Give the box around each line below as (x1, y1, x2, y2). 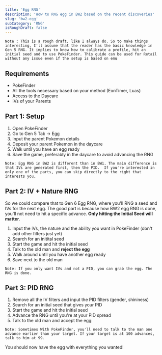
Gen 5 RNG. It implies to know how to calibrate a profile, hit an (5, 48, 146, 53)
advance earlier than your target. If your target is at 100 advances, (5, 331, 155, 336)
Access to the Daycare (12, 93, 58, 99)
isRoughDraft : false (5, 26, 48, 30)
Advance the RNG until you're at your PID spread (12, 312, 111, 318)
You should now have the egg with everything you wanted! (5, 344, 124, 350)
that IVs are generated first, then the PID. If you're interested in (5, 165, 155, 170)
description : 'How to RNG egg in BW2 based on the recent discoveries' (5, 12, 155, 17)
